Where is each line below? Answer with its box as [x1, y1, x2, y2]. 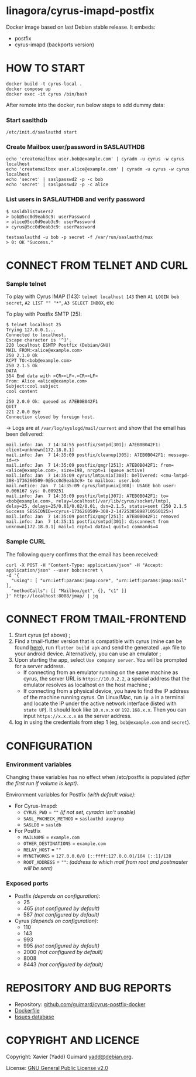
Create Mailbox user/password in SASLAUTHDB [6, 143, 145, 151]
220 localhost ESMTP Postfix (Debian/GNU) [6, 343, 111, 348]
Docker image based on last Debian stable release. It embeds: [6, 23, 156, 30]
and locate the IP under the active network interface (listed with [23, 700, 177, 707]
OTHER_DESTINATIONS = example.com [23, 839, 106, 847]
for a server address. [14, 663, 66, 670]
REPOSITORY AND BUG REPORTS [6, 982, 171, 995]
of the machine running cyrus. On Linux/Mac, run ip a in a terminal [23, 694, 185, 701]
